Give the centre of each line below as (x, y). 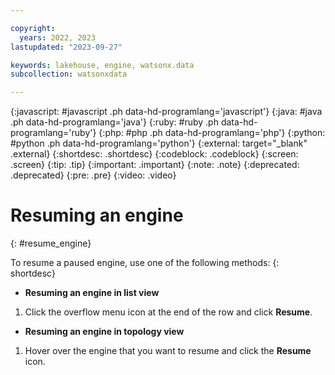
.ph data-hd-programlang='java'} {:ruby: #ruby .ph (114, 122)
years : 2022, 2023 (58, 37)
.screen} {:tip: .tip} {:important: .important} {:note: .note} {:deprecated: (155, 165)
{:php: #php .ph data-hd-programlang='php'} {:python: (212, 133)
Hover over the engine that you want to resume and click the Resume (168, 351)
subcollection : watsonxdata (69, 74)
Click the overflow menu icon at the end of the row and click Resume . (168, 312)
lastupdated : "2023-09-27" (66, 47)
